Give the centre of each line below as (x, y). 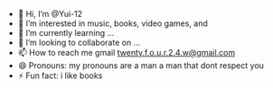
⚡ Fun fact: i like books (60, 75)
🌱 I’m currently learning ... (66, 33)
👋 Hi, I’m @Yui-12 (50, 14)
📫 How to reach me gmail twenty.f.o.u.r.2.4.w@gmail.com (127, 53)
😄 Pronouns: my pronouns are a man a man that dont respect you (141, 66)
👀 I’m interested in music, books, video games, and (113, 23)
